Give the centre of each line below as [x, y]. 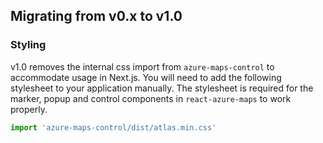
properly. [29, 109]
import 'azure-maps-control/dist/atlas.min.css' [113, 127]
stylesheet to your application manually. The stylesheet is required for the [162, 88]
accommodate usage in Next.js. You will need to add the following [146, 77]
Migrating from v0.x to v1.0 [96, 16]
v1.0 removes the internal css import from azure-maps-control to [142, 66]
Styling [28, 45]
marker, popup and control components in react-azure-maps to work [151, 98]
